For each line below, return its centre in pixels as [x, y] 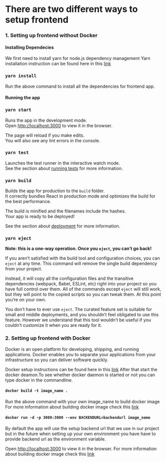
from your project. [24, 269]
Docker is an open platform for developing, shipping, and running [72, 349]
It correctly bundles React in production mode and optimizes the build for [80, 196]
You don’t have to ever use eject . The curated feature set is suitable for [79, 309]
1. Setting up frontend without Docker [51, 35]
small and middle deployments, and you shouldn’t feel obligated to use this [82, 315]
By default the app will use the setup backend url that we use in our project [82, 429]
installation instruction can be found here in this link [58, 64]
